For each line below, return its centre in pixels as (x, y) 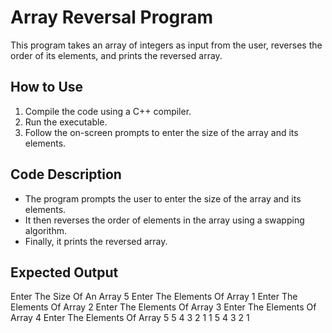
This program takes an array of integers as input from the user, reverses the (166, 45)
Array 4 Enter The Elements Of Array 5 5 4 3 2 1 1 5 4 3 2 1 (130, 318)
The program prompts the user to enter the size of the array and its (163, 198)
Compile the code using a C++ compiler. (108, 111)
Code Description (66, 174)
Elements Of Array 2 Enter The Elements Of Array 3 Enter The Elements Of (163, 307)
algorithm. (45, 230)
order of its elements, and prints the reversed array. (116, 55)
